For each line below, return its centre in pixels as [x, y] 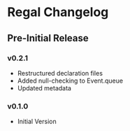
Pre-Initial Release [48, 38]
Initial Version [37, 122]
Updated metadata [44, 88]
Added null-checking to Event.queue [70, 81]
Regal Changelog [58, 12]
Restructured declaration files [60, 73]
